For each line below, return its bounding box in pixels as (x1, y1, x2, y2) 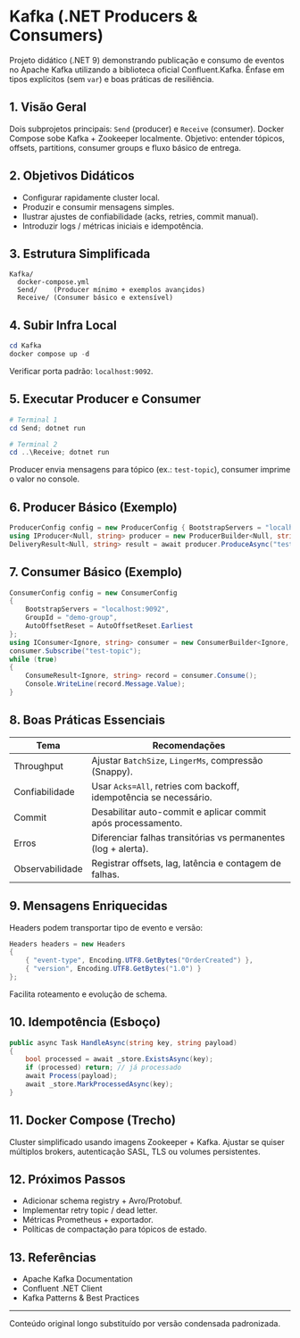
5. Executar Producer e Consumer (9, 391, 202, 407)
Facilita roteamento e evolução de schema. (9, 989, 168, 999)
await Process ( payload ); (25, 1072, 118, 1081)
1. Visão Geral (9, 100, 87, 115)
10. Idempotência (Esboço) (9, 1015, 161, 1030)
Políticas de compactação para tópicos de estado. (21, 1224, 207, 1234)
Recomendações (152, 739, 226, 751)
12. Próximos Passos (9, 1172, 127, 1187)
